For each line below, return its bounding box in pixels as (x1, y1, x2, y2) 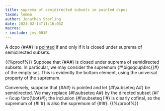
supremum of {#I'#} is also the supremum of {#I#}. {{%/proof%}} (5, 101, 139, 106)
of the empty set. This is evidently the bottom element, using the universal (5, 70, 157, 75)
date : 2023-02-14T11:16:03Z (5, 21, 64, 26)
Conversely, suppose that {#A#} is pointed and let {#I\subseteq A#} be (5, 85, 151, 90)
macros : (5, 26, 21, 31)
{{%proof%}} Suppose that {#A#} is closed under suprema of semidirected (5, 59, 160, 65)
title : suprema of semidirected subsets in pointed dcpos (5, 7, 128, 12)
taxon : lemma (5, 12, 32, 17)
